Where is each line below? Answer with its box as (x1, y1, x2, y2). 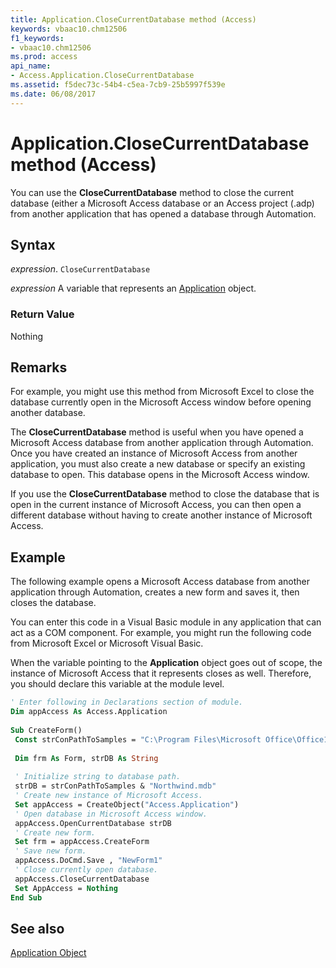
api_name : (10, 61, 52, 71)
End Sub (10, 892, 43, 903)
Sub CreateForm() (10, 725, 83, 735)
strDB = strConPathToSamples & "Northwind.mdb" (14, 781, 217, 791)
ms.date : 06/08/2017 (10, 89, 97, 99)
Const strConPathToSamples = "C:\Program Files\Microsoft (14, 734, 262, 745)
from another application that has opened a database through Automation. (10, 207, 317, 220)
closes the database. (10, 597, 97, 609)
